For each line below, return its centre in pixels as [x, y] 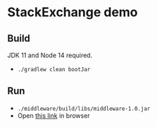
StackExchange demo [73, 12]
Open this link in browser [54, 115]
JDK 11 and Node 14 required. [50, 55]
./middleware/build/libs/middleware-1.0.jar [84, 109]
